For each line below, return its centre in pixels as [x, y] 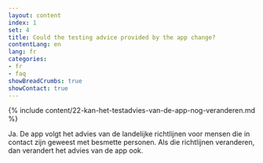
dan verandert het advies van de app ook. [76, 150]
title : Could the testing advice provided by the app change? [112, 37]
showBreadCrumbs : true [45, 81]
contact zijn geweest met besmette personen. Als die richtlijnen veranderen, [131, 143]
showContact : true [38, 88]
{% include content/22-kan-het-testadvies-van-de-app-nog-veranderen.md [132, 110]
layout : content [35, 15]
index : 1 [22, 23]
